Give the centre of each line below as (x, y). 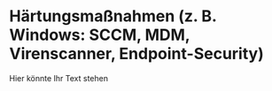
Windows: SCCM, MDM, (100, 35)
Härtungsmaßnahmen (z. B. (113, 16)
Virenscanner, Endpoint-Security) (136, 54)
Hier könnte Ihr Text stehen (59, 78)
